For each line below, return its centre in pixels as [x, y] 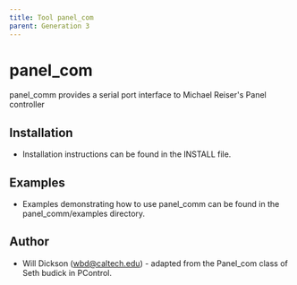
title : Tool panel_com [51, 17]
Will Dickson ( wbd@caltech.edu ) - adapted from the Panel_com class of [155, 263]
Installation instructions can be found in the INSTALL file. [127, 154]
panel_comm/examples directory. [84, 214]
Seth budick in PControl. [67, 272]
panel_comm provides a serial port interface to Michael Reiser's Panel [138, 95]
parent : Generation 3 [50, 26]
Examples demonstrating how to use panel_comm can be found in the [151, 204]
